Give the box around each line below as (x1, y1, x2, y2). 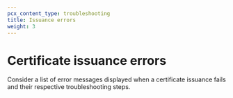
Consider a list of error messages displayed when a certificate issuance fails (7, 75, 226, 84)
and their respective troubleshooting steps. (7, 83, 131, 91)
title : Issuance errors (7, 17, 77, 23)
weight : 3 (7, 23, 36, 30)
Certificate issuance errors (7, 52, 167, 68)
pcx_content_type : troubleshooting (7, 10, 111, 17)
